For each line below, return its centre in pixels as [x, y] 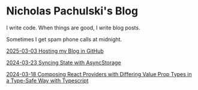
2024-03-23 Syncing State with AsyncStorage [64, 62]
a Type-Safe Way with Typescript [47, 80]
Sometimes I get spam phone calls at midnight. [64, 39]
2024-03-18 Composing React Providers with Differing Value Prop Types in [99, 74]
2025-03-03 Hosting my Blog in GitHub [55, 51]
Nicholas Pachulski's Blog [72, 11]
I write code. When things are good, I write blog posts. [73, 28]
